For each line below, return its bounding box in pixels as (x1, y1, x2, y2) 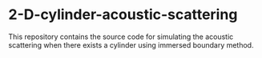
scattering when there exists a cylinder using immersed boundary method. (8, 40, 254, 49)
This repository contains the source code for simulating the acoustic (8, 32, 234, 41)
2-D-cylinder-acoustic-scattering (8, 6, 238, 24)
